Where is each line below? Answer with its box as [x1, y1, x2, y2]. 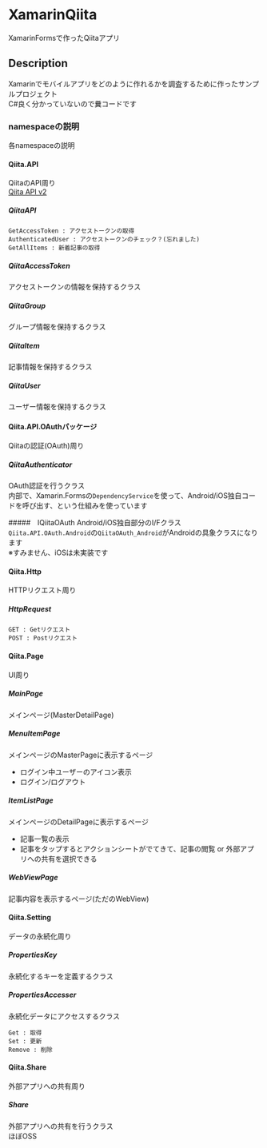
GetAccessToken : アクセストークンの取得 [8, 227, 134, 235]
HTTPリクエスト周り [8, 585, 77, 595]
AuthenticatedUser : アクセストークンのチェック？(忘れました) [8, 236, 200, 244]
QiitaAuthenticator [8, 460, 73, 469]
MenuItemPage [8, 729, 61, 739]
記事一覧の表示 [19, 834, 70, 843]
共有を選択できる [41, 854, 98, 863]
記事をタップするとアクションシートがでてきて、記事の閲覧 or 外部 [19, 843, 241, 853]
